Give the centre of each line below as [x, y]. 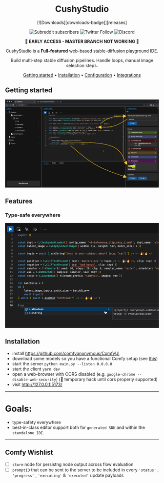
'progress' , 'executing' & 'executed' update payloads [68, 475]
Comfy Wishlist [29, 453]
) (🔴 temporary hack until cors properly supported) [107, 379]
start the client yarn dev [36, 369]
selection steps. [82, 65]
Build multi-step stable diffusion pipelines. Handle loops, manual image [82, 60]
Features [19, 201]
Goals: [19, 409]
